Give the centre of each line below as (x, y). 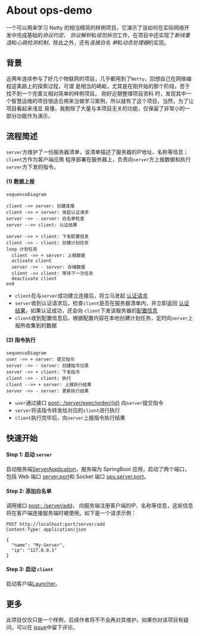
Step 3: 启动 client (30, 569)
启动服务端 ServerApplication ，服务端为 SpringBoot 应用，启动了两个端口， (98, 469)
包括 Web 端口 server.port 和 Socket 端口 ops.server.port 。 (78, 476)
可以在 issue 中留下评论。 (47, 627)
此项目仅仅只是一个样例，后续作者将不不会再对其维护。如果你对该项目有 (95, 619)
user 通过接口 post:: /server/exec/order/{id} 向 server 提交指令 (89, 403)
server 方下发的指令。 (32, 167)
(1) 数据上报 (20, 182)
